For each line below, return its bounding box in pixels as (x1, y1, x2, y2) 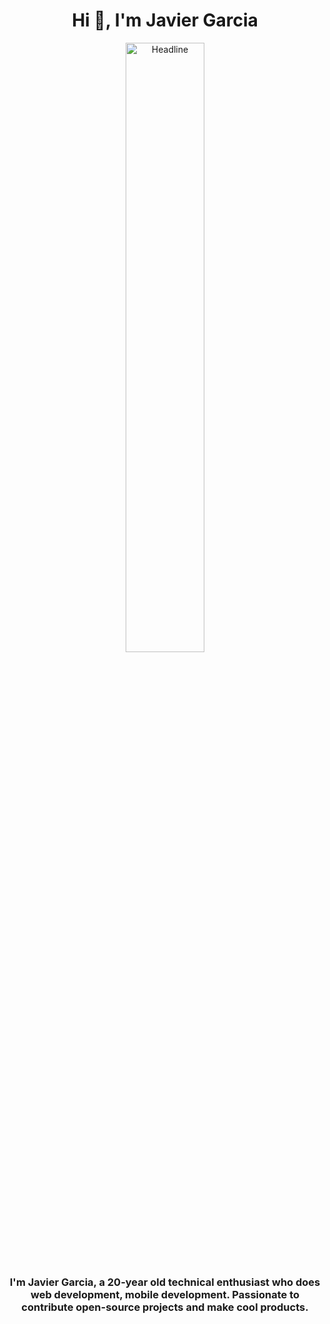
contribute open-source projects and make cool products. (21, 1300, 309, 1314)
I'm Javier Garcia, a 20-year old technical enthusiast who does (9, 1275, 321, 1289)
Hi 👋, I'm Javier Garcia (71, 9, 259, 32)
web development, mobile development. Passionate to (30, 1287, 300, 1301)
